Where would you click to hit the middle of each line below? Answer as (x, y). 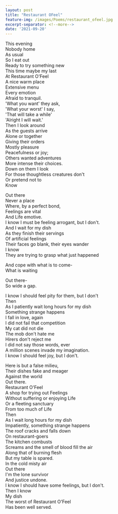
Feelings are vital (23, 212)
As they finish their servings (35, 233)
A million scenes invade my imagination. (48, 350)
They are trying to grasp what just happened (52, 255)
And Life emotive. (24, 217)
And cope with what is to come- (39, 265)
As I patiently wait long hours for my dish (48, 307)
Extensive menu (22, 87)
